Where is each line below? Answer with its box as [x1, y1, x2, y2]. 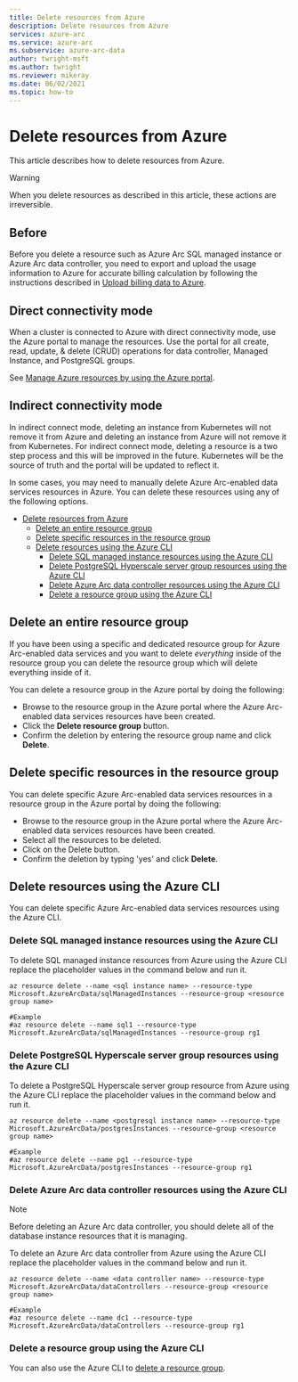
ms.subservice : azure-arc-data [9, 46, 125, 55]
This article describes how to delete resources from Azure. [9, 155, 225, 166]
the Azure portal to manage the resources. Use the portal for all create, [9, 336, 270, 348]
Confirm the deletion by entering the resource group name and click [21, 730, 272, 740]
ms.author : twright [9, 63, 82, 72]
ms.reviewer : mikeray [9, 71, 90, 80]
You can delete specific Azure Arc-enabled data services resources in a [9, 789, 273, 799]
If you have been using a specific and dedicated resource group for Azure [9, 638, 280, 649]
